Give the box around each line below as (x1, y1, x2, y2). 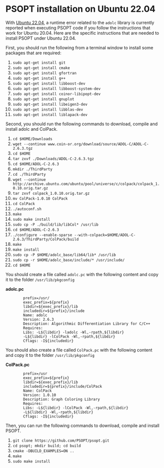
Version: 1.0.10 (23, 393, 56, 398)
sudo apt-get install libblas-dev (12, 107, 83, 112)
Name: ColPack (23, 388, 52, 393)
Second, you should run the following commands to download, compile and (5, 121, 158, 127)
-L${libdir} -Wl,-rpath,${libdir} (23, 410, 94, 415)
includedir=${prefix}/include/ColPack (23, 384, 102, 389)
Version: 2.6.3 (23, 317, 54, 322)
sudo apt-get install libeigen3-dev (12, 102, 88, 107)
